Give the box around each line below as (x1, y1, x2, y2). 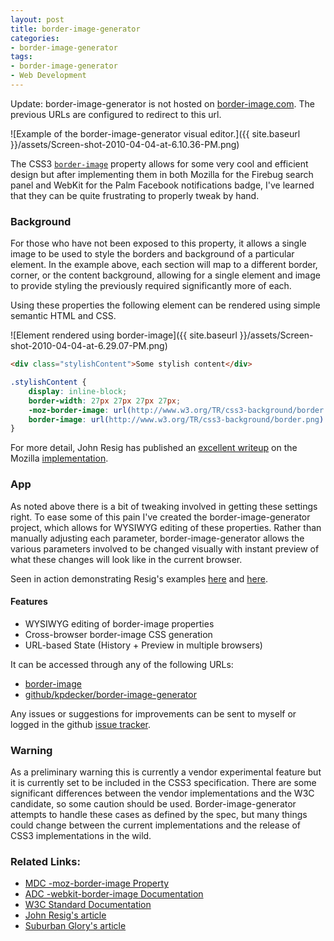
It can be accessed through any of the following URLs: (10, 658, 234, 670)
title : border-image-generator (10, 24, 141, 34)
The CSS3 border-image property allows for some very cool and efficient (10, 157, 309, 170)
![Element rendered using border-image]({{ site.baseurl (10, 329, 238, 341)
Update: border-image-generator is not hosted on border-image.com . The (10, 97, 315, 110)
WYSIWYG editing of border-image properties (24, 617, 215, 630)
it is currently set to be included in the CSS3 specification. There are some (10, 777, 317, 789)
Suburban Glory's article (24, 920, 127, 932)
